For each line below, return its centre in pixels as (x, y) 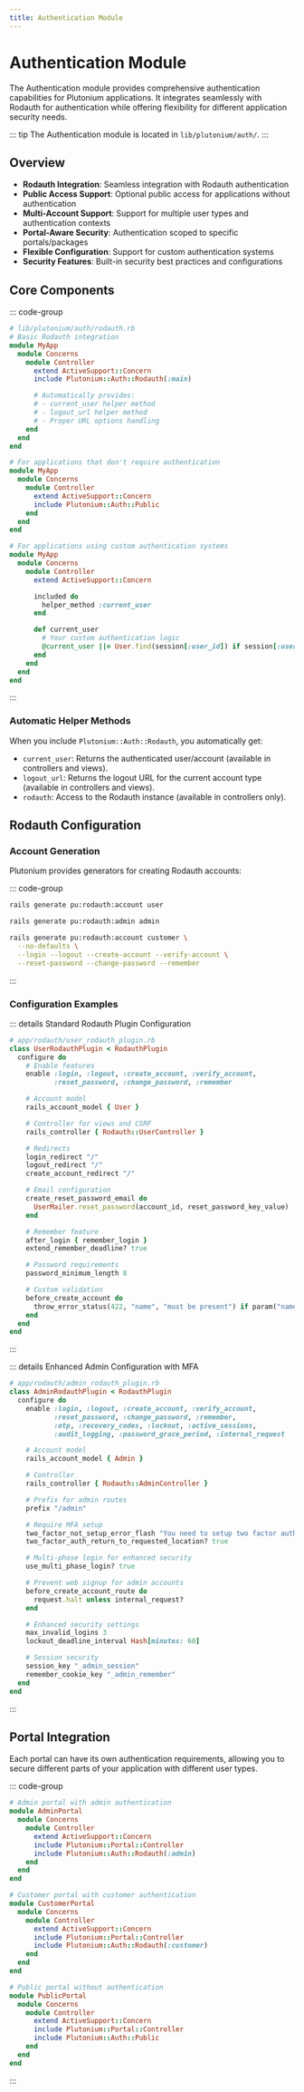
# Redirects (48, 1148)
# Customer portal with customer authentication (103, 1895)
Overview (38, 163)
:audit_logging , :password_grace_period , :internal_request (169, 1434)
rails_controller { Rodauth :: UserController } (115, 1132)
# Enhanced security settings (83, 1624)
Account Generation (55, 851)
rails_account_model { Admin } (85, 1459)
